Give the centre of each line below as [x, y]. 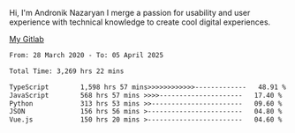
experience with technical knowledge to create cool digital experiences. [140, 22]
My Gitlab [26, 39]
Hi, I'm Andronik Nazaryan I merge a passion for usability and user [130, 13]
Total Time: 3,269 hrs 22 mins [67, 71]
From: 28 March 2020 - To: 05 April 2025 [87, 55]
